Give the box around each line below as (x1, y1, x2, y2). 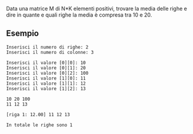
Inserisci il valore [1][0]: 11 (6, 75, 86, 81)
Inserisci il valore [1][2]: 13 (6, 85, 86, 91)
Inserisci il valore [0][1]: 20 (6, 65, 86, 71)
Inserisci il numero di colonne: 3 (6, 49, 94, 55)
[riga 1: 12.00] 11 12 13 (6, 111, 70, 117)
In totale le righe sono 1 (6, 122, 73, 128)
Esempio (6, 28, 39, 39)
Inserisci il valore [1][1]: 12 (6, 80, 86, 87)
